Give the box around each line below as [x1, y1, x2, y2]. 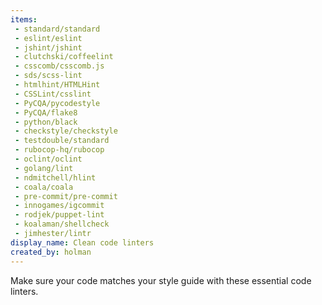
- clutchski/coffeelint [14, 52, 114, 62]
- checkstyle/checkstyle [14, 126, 118, 136]
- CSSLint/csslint [14, 89, 92, 99]
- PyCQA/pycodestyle [14, 98, 101, 108]
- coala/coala [14, 182, 74, 192]
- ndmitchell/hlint [14, 172, 97, 183]
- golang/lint [14, 163, 74, 173]
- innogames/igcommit [14, 201, 105, 211]
